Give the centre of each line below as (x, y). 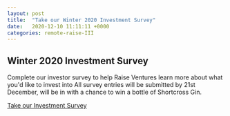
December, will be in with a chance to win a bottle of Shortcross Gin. (105, 92)
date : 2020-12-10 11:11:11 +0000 (58, 26)
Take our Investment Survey (47, 106)
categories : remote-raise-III (51, 33)
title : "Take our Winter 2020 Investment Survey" (82, 20)
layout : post (26, 13)
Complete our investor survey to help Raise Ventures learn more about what (115, 77)
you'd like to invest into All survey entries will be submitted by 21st (101, 85)
